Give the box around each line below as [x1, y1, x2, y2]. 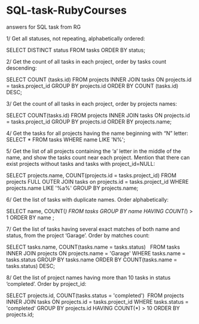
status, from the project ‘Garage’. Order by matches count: [6, 232, 150, 239]
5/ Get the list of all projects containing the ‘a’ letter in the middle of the [6, 147, 181, 155]
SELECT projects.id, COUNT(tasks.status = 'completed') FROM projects [6, 292, 184, 299]
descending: [6, 64, 37, 72]
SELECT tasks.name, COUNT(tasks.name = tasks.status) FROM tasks [6, 243, 180, 251]
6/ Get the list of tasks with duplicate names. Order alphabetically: [6, 196, 169, 203]
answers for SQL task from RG [6, 23, 81, 30]
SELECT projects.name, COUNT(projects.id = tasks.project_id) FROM [6, 171, 177, 179]
